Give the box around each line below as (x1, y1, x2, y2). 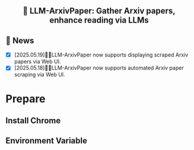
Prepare (5, 92, 46, 105)
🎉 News (5, 35, 34, 45)
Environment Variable (5, 136, 87, 146)
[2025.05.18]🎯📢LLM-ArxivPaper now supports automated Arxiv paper (14, 64, 185, 71)
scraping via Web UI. (14, 71, 66, 78)
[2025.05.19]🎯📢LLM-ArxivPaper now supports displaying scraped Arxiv (14, 51, 189, 58)
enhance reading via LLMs (49, 15, 149, 26)
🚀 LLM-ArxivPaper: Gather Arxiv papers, (23, 6, 176, 16)
